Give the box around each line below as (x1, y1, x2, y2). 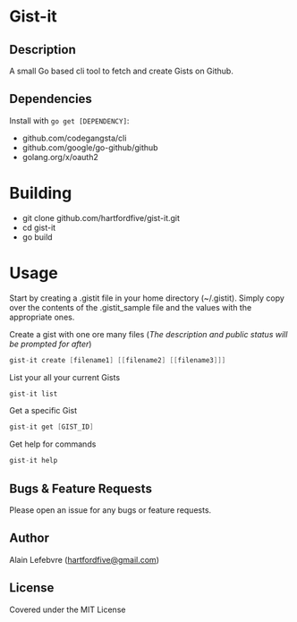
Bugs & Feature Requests (9, 481, 152, 496)
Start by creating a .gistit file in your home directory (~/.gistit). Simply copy (9, 293, 284, 303)
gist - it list (9, 389, 58, 398)
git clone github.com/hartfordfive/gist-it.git (21, 212, 181, 223)
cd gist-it (21, 222, 56, 233)
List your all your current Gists (9, 371, 121, 382)
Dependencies (9, 91, 92, 107)
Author (9, 531, 49, 546)
